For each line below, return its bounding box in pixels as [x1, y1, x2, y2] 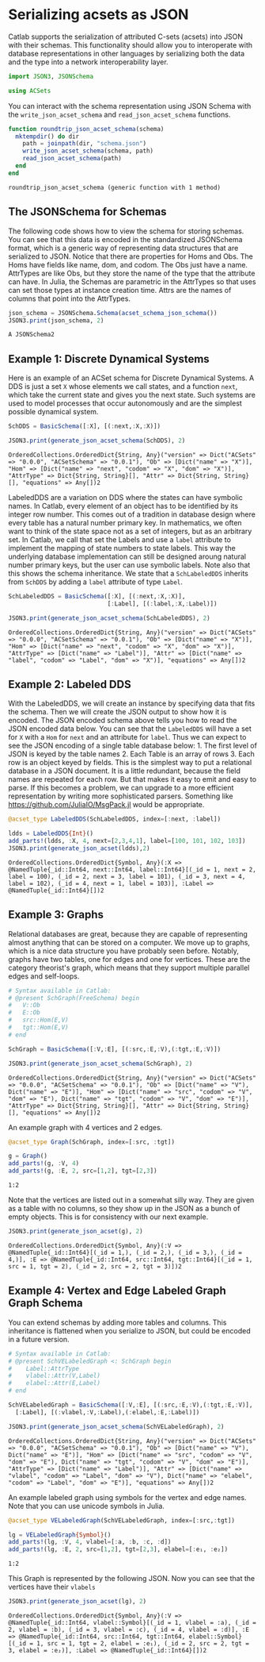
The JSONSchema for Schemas [8, 205, 167, 219]
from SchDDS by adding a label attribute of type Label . [8, 577, 184, 587]
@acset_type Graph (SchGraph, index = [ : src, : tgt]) [8, 1137, 176, 1146]
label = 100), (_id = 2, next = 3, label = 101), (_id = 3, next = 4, [8, 872, 246, 880]
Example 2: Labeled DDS [8, 677, 132, 691]
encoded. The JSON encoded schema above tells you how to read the [8, 716, 237, 725]
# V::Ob [8, 1002, 41, 1010]
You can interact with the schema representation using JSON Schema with [8, 101, 252, 110]
